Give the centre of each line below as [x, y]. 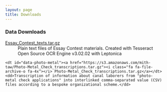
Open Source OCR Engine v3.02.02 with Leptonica [70, 53]
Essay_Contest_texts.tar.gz [32, 42]
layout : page [19, 10]
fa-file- [144, 67]
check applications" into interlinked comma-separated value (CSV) [90, 80]
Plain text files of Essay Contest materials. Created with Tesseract [85, 48]
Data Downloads [26, 32]
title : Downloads [23, 14]
